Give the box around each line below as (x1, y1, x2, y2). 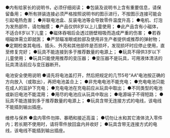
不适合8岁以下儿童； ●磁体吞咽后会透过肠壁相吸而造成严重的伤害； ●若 (5, 30, 157, 36)
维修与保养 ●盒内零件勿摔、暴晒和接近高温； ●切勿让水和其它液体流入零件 (5, 115, 163, 121)
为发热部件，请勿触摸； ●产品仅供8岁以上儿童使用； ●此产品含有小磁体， (5, 23, 161, 29)
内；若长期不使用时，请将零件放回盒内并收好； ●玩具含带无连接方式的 (5, 121, 153, 127)
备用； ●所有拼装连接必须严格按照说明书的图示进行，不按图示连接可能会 (9, 11, 162, 17)
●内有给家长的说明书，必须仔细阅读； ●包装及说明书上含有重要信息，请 (5, 5, 157, 10)
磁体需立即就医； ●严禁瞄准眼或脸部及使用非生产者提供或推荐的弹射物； (9, 36, 162, 42)
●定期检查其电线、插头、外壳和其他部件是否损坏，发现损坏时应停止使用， (5, 43, 161, 48)
